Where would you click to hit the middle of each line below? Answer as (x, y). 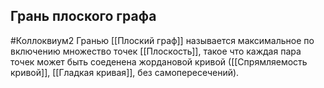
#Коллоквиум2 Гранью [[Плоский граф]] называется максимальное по (162, 40)
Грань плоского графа (83, 16)
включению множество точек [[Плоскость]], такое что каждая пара (156, 51)
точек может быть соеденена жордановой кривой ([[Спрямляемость (159, 61)
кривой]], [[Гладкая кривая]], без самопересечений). (125, 72)
